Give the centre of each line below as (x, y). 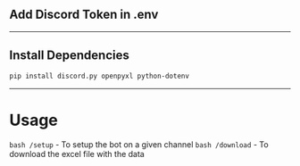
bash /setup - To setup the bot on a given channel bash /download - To (139, 145)
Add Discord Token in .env (84, 15)
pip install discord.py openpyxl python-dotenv (100, 76)
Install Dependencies (69, 56)
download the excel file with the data (77, 154)
